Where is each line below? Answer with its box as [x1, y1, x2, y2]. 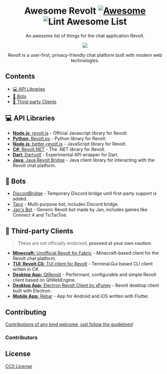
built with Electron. [12, 288, 52, 294]
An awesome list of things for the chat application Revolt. [25, 32, 145, 39]
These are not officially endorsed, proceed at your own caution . [17, 240, 152, 246]
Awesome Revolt [24, 5, 96, 17]
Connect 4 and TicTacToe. [12, 212, 67, 218]
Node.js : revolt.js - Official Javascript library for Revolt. [12, 130, 128, 136]
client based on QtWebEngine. [12, 277, 76, 283]
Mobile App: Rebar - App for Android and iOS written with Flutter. [12, 293, 149, 299]
